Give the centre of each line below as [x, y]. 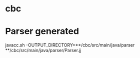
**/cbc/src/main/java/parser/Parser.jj [43, 51]
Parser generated [42, 31]
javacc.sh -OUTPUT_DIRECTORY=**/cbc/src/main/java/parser [70, 45]
